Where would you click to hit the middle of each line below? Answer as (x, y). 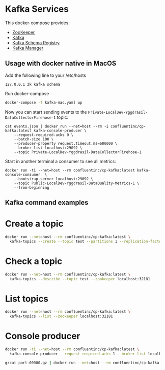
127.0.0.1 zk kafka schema (33, 84)
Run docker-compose (27, 93)
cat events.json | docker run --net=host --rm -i (57, 126)
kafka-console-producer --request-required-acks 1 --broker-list (78, 354)
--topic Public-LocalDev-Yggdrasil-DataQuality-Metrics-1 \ (77, 183)
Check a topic (34, 261)
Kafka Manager (28, 48)
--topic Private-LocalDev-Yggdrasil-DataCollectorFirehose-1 (78, 152)
